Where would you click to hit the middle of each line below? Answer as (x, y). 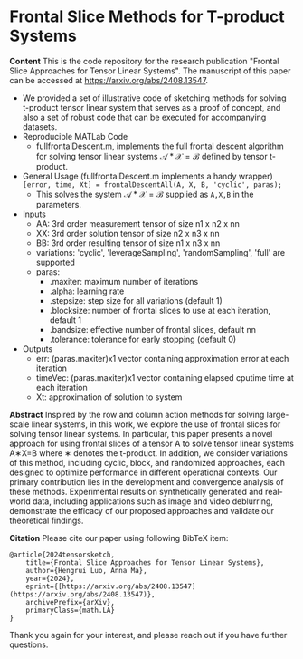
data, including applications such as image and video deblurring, (153, 501)
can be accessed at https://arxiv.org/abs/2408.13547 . (109, 80)
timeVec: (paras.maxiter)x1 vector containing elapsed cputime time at (165, 377)
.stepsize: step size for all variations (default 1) (136, 300)
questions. (29, 644)
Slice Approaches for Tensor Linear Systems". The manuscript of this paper (150, 71)
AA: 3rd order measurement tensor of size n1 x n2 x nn (137, 223)
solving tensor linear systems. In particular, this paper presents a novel (141, 433)
